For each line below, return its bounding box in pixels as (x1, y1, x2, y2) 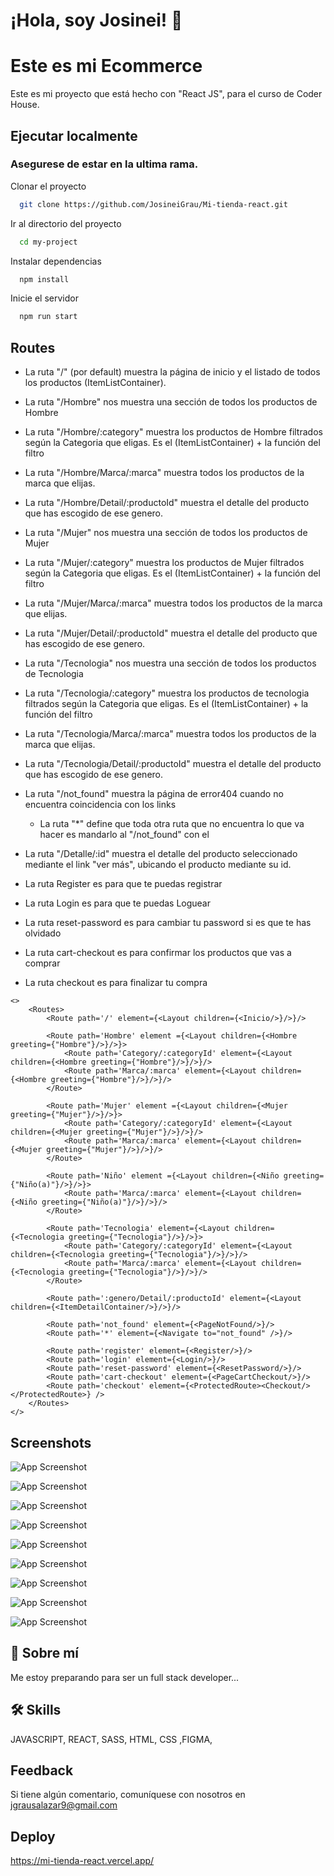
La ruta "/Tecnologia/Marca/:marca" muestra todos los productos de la (24, 728, 317, 740)
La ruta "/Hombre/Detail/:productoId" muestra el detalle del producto (24, 497, 310, 509)
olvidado (24, 927, 62, 939)
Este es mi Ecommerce (10, 55, 203, 78)
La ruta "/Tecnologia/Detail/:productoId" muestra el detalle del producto (24, 758, 322, 770)
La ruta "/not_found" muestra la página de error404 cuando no (24, 788, 284, 800)
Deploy (10, 1828, 56, 1845)
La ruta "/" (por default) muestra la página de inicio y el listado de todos (24, 366, 321, 378)
